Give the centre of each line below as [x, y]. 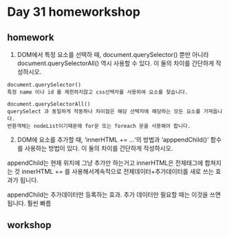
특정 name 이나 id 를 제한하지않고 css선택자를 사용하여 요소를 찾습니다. [98, 92]
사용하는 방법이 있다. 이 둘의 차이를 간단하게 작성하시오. [99, 148]
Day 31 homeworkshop [74, 12]
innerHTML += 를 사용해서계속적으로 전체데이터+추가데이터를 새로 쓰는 [118, 171]
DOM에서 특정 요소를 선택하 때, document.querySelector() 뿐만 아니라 [113, 55]
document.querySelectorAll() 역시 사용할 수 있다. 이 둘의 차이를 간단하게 [116, 63]
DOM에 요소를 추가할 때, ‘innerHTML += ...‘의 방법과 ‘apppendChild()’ [113, 139]
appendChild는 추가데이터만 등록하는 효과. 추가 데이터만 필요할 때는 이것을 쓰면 [114, 194]
